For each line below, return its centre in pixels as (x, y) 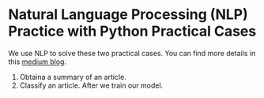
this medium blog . (38, 62)
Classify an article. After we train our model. (91, 85)
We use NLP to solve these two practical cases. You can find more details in (132, 53)
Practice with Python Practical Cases (132, 31)
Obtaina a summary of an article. (73, 77)
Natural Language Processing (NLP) (128, 15)
